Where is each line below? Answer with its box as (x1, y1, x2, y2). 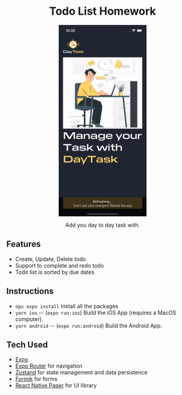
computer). (15, 315, 44, 323)
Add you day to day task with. (65, 221, 140, 228)
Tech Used (6, 339, 48, 350)
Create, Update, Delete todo (15, 255, 86, 263)
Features (6, 239, 41, 249)
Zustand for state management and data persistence (15, 369, 148, 376)
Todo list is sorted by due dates (15, 268, 95, 276)
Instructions (6, 286, 54, 296)
